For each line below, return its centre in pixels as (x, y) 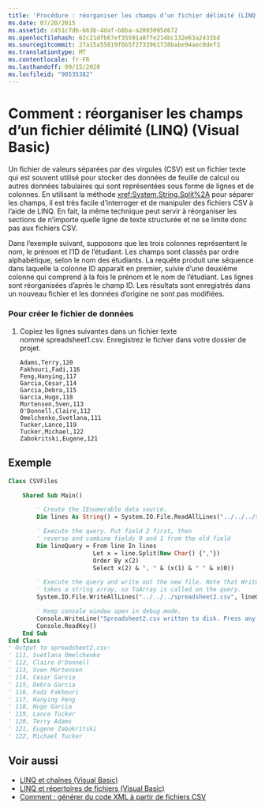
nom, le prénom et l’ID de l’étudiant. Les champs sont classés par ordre (123, 251)
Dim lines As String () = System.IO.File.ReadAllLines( (129, 517)
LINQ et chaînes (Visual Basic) (69, 780)
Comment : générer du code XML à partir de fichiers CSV (113, 796)
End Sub (35, 633)
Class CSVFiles (33, 481)
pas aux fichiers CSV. (43, 228)
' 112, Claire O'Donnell (49, 663)
